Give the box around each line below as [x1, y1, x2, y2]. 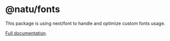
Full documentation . [5, 30, 47, 36]
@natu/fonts [5, 4, 60, 15]
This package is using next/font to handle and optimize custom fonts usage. [5, 20, 165, 26]
